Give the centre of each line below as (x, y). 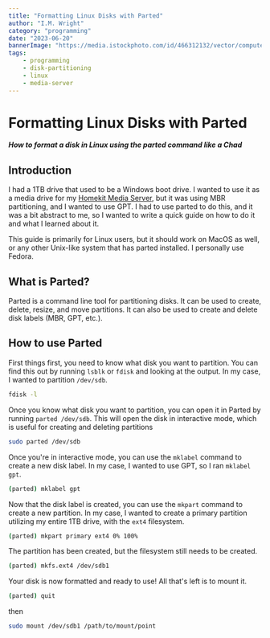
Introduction (40, 170)
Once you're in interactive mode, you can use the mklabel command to (125, 457)
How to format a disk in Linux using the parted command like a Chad (125, 145)
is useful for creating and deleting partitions (81, 427)
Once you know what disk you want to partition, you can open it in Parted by (135, 410)
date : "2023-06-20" (41, 38)
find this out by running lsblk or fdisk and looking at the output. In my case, (135, 371)
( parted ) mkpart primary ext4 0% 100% (73, 536)
